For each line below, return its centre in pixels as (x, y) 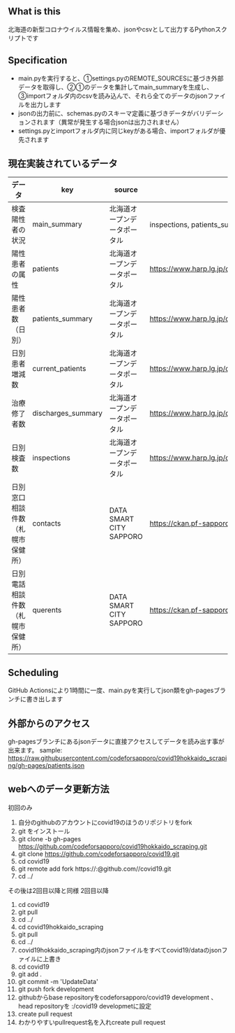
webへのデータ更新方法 (59, 789)
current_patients (59, 369)
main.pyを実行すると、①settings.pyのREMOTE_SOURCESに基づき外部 (121, 78)
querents (47, 610)
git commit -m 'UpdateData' (58, 981)
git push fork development (56, 989)
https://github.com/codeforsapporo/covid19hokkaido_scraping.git (113, 846)
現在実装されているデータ (63, 164)
